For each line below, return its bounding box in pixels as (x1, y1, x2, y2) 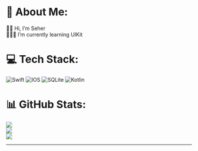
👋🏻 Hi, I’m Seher (6, 25, 46, 32)
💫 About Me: (6, 5, 68, 19)
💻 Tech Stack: (6, 53, 79, 66)
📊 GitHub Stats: (6, 98, 87, 111)
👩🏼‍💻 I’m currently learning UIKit (6, 31, 83, 38)
